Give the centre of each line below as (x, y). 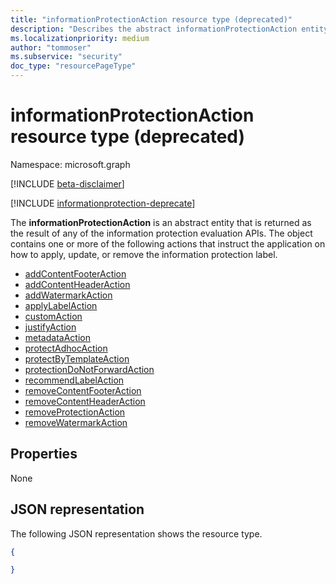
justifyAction (50, 327)
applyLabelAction (61, 305)
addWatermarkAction (68, 295)
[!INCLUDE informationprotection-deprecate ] (103, 203)
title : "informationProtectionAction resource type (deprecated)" (151, 19)
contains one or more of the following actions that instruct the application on (168, 243)
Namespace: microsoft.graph (70, 164)
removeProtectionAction (75, 412)
